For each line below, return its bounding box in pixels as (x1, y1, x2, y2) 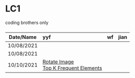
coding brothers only (5, 19, 49, 25)
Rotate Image (42, 58, 74, 65)
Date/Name (9, 33, 37, 40)
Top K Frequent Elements (42, 64, 102, 71)
